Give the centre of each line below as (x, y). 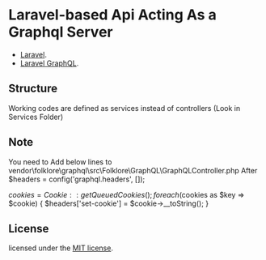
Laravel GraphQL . (49, 63)
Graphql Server (61, 32)
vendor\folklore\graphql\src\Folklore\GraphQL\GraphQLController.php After (133, 170)
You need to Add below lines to (60, 162)
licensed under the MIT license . (61, 248)
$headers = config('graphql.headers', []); (77, 179)
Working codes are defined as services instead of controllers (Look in (125, 108)
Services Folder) (36, 117)
